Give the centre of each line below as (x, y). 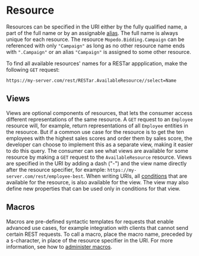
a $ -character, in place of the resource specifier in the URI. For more (90, 240)
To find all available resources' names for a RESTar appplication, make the (97, 63)
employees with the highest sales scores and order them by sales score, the (99, 138)
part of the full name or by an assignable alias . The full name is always (92, 33)
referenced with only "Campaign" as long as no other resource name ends (96, 46)
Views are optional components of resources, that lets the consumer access (99, 113)
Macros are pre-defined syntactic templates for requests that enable (90, 221)
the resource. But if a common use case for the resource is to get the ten (95, 132)
